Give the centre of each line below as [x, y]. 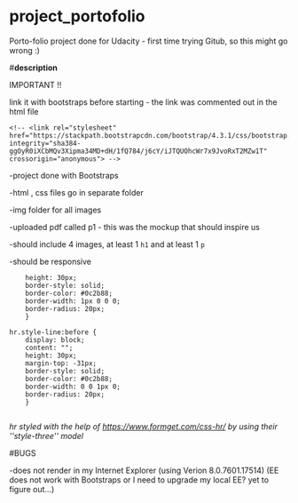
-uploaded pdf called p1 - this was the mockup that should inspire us [134, 227]
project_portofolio [77, 16]
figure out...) [32, 489]
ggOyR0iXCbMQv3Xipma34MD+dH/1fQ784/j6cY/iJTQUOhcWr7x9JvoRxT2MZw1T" [138, 151]
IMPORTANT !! [35, 84]
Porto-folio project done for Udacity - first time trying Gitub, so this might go [149, 41]
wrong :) [24, 50]
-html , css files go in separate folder [76, 192]
